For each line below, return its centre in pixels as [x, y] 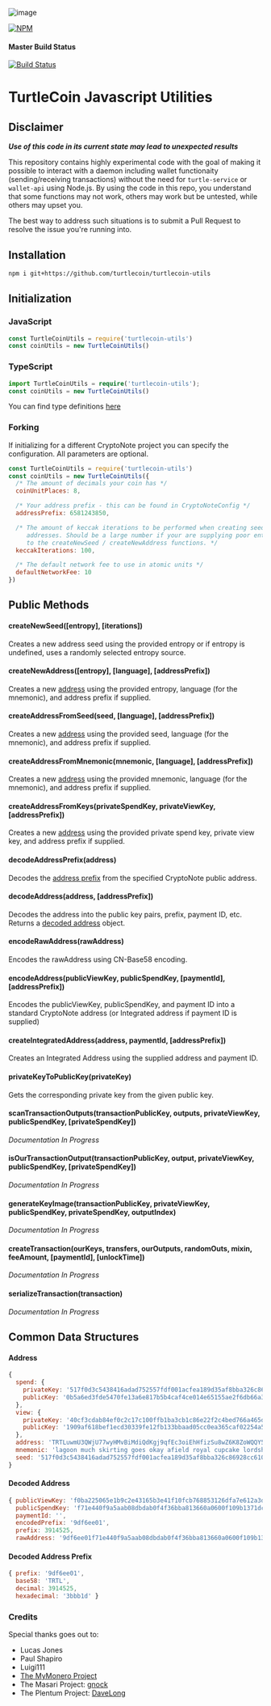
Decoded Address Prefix [50, 1556]
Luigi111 [33, 1667]
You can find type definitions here [65, 406]
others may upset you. [46, 205]
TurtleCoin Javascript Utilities [110, 97]
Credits [23, 1616]
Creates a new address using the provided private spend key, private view [131, 832]
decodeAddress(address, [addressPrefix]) [81, 896]
